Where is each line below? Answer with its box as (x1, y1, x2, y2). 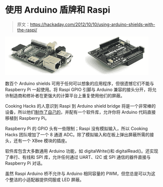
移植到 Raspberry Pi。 (5, 115, 50, 121)
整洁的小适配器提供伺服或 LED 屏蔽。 (9, 176, 84, 183)
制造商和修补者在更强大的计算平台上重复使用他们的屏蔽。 (9, 93, 125, 98)
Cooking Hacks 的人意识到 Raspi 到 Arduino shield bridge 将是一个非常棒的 (5, 103, 156, 109)
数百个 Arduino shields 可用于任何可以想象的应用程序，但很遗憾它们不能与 (5, 80, 154, 86)
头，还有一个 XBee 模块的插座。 (5, 137, 70, 144)
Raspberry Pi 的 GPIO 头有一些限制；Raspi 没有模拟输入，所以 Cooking (5, 125, 148, 131)
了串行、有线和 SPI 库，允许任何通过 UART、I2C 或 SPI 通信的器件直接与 (5, 154, 151, 160)
